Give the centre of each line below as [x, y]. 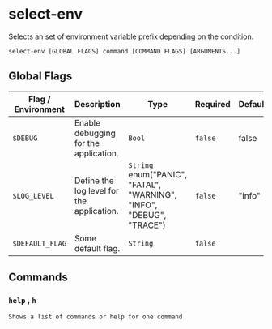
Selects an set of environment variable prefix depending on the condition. [131, 36]
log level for [97, 190]
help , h [22, 301]
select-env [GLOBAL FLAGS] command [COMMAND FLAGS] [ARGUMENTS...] [125, 51]
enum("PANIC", [158, 174]
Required [212, 104]
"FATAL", [145, 185]
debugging [95, 133]
